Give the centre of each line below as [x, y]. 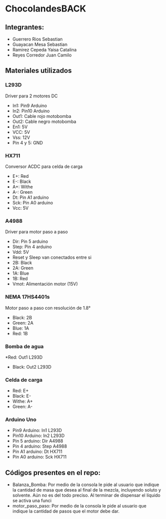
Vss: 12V [21, 137]
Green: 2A [23, 323]
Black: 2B [22, 317]
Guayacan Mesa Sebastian [40, 44]
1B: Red [20, 279]
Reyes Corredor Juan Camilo [42, 55]
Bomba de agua [24, 346]
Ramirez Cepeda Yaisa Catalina [44, 50]
